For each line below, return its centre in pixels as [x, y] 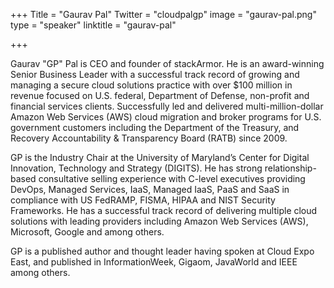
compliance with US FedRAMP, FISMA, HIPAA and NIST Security [143, 200]
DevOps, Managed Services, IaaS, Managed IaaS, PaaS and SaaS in [150, 189]
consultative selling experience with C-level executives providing [172, 178]
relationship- [290, 168]
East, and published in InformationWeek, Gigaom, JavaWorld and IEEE [154, 262]
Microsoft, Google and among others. [87, 232]
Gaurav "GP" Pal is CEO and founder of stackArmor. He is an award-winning [167, 63]
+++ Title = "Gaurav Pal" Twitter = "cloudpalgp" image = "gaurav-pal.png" [163, 14]
